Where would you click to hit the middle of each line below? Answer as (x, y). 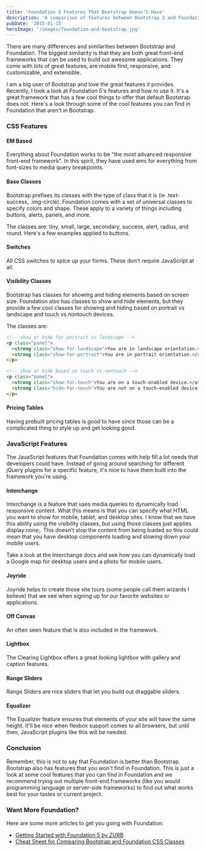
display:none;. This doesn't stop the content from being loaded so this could (102, 530)
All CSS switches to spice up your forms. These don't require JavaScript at (100, 260)
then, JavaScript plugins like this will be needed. (67, 732)
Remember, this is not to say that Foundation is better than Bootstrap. (93, 761)
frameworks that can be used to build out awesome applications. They (95, 59)
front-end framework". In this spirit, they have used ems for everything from (102, 161)
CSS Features (27, 126)
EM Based (19, 141)
